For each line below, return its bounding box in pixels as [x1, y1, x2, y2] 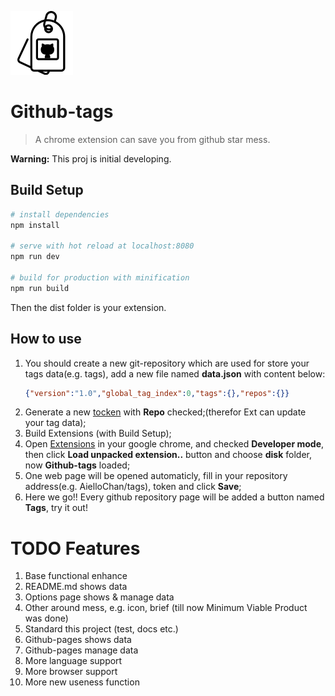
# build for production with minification [10, 273, 190, 283]
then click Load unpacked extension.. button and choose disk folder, [24, 449, 312, 461]
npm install [10, 220, 60, 230]
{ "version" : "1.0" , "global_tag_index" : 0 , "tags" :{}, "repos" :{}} [24, 388, 290, 398]
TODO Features [10, 537, 141, 560]
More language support [24, 655, 123, 667]
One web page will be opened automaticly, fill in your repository [24, 470, 288, 482]
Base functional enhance [24, 570, 128, 582]
